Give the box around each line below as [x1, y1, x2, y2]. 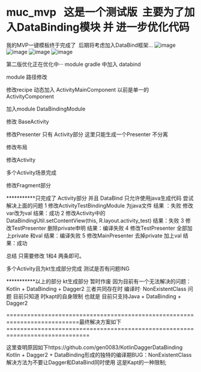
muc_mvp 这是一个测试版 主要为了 [6, 5, 185, 19]
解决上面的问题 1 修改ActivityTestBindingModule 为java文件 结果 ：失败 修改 [6, 202, 194, 209]
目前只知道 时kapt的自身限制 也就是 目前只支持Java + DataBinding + [13, 292, 182, 300]
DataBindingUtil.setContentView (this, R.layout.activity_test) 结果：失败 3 [6, 217, 184, 224]
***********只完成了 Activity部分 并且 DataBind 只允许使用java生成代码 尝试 [6, 194, 194, 202]
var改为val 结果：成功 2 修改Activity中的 [6, 209, 106, 217]
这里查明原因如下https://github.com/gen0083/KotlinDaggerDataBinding [6, 343, 183, 351]
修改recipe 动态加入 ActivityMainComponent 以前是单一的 [6, 86, 149, 93]
